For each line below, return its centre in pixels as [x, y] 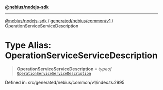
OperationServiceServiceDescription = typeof [64, 69]
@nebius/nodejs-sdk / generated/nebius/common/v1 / [59, 21]
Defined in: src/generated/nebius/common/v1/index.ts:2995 [65, 82]
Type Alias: [28, 45]
